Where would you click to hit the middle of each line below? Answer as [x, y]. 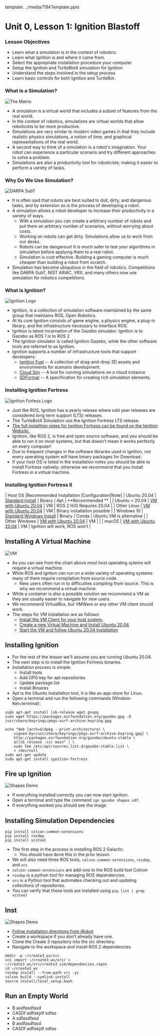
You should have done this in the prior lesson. [65, 855]
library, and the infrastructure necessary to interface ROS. [70, 326]
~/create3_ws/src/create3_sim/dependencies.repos [56, 965]
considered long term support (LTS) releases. [57, 415]
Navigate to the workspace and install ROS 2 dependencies [71, 947]
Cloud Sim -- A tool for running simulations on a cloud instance [82, 372]
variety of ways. [28, 216]
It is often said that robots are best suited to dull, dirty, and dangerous [82, 200]
